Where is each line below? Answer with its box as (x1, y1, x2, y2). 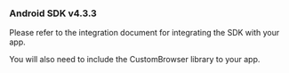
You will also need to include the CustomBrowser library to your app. (9, 54, 261, 65)
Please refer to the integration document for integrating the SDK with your (9, 28, 280, 38)
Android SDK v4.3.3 (9, 7, 98, 20)
